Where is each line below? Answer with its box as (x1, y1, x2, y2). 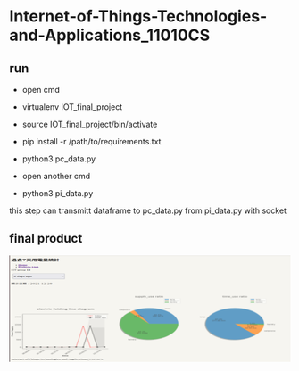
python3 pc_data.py (21, 153, 96, 164)
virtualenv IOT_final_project (21, 102, 123, 112)
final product (9, 231, 83, 246)
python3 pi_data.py (21, 188, 94, 198)
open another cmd (21, 171, 91, 181)
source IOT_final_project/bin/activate (21, 119, 158, 129)
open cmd (21, 85, 60, 95)
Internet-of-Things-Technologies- (9, 6, 268, 27)
